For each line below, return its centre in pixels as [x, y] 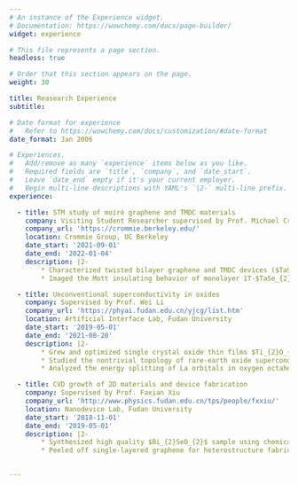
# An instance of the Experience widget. [87, 17]
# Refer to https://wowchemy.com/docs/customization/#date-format [138, 131]
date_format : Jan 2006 [51, 139]
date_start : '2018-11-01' [73, 418]
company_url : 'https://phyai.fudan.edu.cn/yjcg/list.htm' [134, 311]
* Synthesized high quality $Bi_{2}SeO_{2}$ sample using [150, 442]
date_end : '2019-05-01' [69, 426]
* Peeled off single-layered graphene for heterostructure [153, 450]
